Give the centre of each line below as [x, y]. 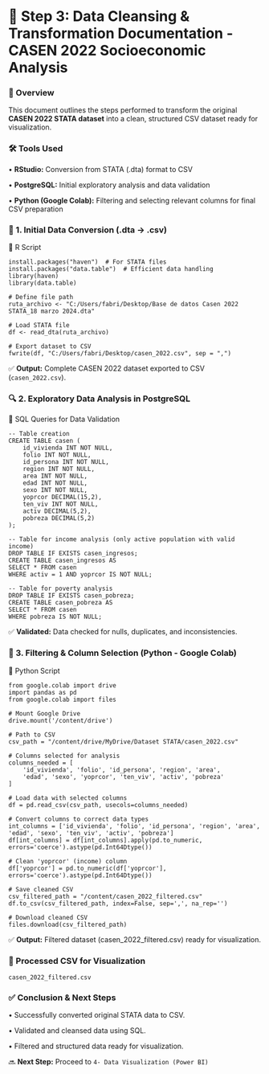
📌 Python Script [34, 670]
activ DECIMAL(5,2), [57, 511]
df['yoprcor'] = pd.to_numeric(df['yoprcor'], [88, 868]
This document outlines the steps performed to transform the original [123, 110]
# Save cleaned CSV [41, 889]
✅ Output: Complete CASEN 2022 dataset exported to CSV [106, 368]
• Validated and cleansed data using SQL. [77, 1031]
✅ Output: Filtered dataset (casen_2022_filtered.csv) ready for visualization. [135, 939]
